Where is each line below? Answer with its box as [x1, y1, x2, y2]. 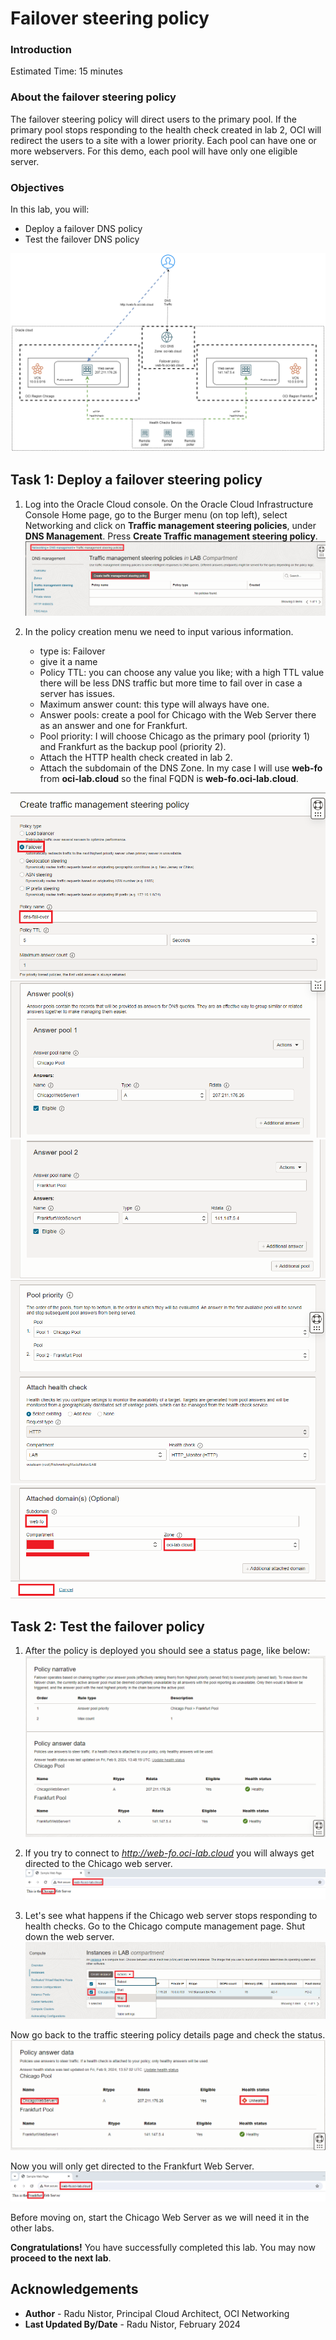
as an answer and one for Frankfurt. [39, 720, 188, 732]
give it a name [39, 656, 98, 668]
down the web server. [24, 1930, 115, 1942]
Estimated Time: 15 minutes [10, 65, 123, 77]
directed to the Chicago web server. [24, 1858, 173, 1870]
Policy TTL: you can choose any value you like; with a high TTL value [39, 667, 325, 679]
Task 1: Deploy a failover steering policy [10, 472, 263, 489]
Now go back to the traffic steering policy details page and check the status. [10, 2029, 326, 2041]
